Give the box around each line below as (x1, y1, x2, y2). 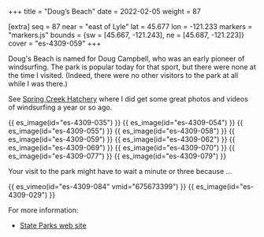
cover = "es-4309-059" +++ (8, 39, 102, 48)
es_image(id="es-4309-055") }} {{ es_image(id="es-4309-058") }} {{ (8, 126, 235, 135)
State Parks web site (19, 220, 87, 230)
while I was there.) (8, 79, 69, 88)
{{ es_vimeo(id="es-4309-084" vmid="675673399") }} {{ (8, 182, 195, 191)
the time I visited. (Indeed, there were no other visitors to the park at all (8, 71, 239, 80)
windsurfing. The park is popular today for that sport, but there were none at (8, 62, 256, 72)
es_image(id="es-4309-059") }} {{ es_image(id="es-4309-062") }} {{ (8, 135, 236, 144)
